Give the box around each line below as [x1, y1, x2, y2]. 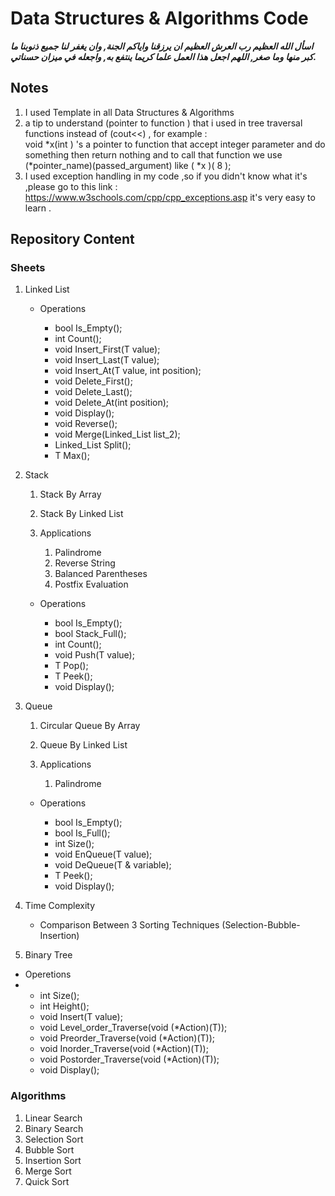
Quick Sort [24, 1175, 70, 1187]
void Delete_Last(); [54, 386, 133, 398]
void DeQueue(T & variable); [54, 859, 172, 871]
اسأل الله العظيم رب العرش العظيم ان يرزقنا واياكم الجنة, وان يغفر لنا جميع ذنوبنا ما [10, 40, 314, 52]
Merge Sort [24, 1165, 72, 1177]
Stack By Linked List [39, 508, 124, 520]
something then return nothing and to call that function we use [24, 148, 283, 161]
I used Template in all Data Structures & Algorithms [24, 106, 235, 118]
